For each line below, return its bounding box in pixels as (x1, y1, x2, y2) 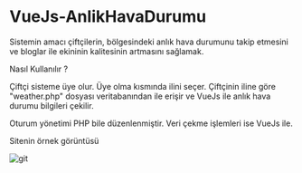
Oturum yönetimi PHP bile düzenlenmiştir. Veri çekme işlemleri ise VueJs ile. (9, 118, 294, 129)
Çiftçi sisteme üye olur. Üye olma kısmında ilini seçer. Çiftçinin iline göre (9, 81, 276, 91)
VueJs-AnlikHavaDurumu (9, 6, 206, 27)
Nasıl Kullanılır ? (9, 63, 69, 74)
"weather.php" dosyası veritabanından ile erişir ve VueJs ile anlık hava (9, 91, 271, 101)
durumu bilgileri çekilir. (9, 100, 94, 111)
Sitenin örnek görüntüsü (9, 135, 99, 146)
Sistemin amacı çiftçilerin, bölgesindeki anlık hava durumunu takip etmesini (9, 36, 289, 47)
